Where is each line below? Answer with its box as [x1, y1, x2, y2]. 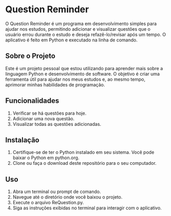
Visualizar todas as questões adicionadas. [12, 121, 102, 127]
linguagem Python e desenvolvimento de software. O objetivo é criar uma [5, 71, 160, 77]
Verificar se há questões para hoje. [12, 110, 87, 116]
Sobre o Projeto [5, 52, 56, 60]
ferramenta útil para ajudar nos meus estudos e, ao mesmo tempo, [5, 76, 145, 82]
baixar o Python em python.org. [12, 155, 80, 161]
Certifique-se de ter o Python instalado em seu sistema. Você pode [12, 149, 155, 156]
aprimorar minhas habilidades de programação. [5, 81, 105, 88]
